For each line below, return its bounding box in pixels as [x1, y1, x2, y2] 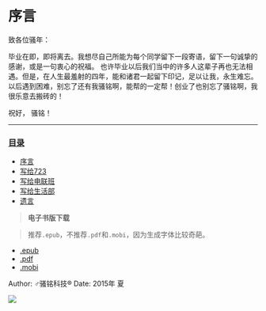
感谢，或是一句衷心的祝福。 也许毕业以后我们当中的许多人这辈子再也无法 [8, 61, 246, 71]
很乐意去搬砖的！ [8, 91, 64, 101]
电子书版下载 [27, 213, 70, 222]
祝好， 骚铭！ [8, 108, 52, 117]
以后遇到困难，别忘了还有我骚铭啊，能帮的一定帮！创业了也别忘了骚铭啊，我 [8, 81, 258, 91]
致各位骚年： [8, 35, 50, 44]
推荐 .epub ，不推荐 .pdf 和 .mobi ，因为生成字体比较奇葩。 [27, 230, 210, 240]
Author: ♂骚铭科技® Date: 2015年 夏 [8, 279, 125, 289]
